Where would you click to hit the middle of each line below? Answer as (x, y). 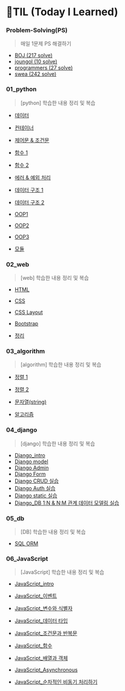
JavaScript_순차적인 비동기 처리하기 (56, 682)
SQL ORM (26, 543)
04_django (22, 430)
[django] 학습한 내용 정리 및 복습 (58, 443)
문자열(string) (30, 402)
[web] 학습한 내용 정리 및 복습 (55, 278)
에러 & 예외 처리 (32, 177)
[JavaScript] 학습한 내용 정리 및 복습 (62, 572)
